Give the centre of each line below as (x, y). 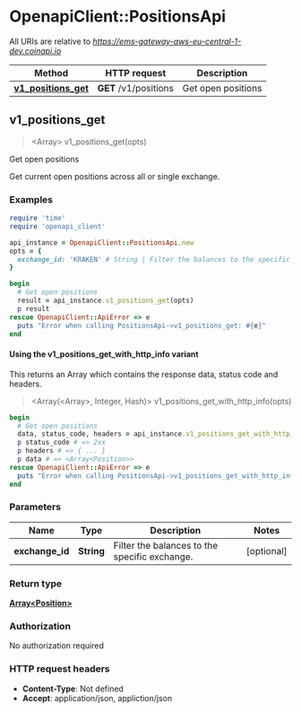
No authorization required (57, 646)
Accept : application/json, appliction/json (97, 698)
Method (52, 73)
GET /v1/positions (136, 88)
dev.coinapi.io (35, 50)
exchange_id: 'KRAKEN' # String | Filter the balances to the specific (154, 259)
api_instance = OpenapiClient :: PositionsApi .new (102, 243)
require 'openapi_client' (57, 226)
